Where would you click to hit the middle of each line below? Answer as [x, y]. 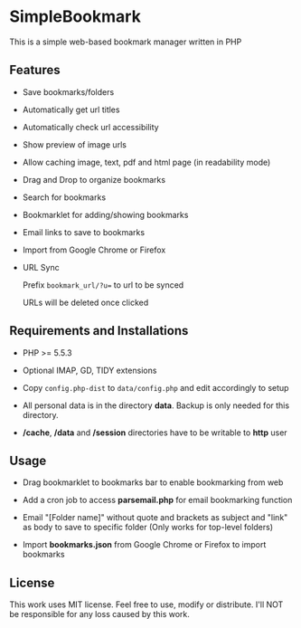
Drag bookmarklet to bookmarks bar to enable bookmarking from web [153, 482]
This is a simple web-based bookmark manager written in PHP [126, 42]
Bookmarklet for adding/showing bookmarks [105, 214]
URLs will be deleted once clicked [85, 302]
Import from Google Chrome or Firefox [94, 250]
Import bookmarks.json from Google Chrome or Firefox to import [144, 545]
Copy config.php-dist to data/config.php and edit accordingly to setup [155, 387]
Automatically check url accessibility [91, 127]
